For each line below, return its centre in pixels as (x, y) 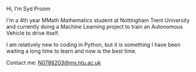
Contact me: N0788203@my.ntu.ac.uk (54, 63)
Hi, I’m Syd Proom (28, 9)
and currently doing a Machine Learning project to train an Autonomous (95, 27)
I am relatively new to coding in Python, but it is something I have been (94, 45)
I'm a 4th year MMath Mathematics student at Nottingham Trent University (98, 20)
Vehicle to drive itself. (33, 33)
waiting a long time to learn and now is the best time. (71, 51)
